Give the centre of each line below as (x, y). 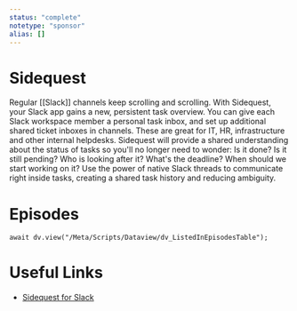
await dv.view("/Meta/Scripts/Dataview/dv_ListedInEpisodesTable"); (139, 238)
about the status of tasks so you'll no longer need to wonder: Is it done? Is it (148, 150)
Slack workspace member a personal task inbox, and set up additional (138, 122)
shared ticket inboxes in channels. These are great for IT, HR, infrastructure (147, 131)
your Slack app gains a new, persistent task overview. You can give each (142, 112)
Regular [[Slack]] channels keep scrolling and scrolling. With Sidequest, (140, 102)
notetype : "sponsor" (48, 26)
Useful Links (56, 273)
